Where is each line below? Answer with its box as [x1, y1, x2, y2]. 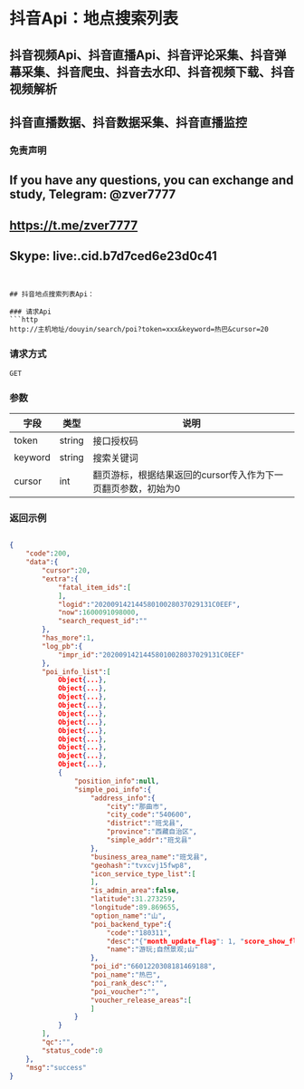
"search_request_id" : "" [57, 617, 147, 626]
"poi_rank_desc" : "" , [90, 978, 168, 988]
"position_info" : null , [73, 776, 160, 785]
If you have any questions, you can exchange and [9, 173, 294, 188]
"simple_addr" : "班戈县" [106, 835, 193, 844]
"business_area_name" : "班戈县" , [90, 853, 208, 862]
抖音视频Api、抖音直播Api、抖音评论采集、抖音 [9, 47, 275, 63]
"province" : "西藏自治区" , [106, 827, 197, 836]
